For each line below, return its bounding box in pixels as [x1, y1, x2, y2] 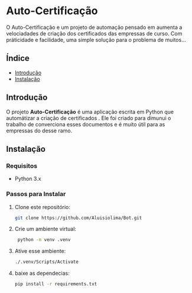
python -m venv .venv [17, 237, 71, 243]
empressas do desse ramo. [6, 127, 73, 134]
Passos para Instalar [6, 190, 66, 198]
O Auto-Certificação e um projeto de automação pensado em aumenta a [6, 24, 183, 31]
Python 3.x [14, 175, 41, 183]
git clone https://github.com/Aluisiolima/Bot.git [14, 214, 142, 221]
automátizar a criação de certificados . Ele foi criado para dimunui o [6, 114, 171, 122]
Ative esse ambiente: [14, 248, 66, 255]
